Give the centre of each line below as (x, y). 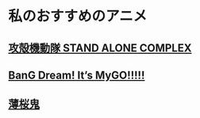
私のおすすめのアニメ (78, 16)
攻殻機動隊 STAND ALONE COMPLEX (100, 48)
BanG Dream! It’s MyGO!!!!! (77, 75)
